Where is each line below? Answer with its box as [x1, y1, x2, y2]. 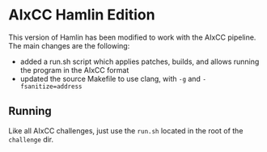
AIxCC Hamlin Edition [8, 6, 155, 24]
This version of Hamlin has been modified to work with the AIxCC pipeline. [8, 32, 256, 42]
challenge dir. [8, 134, 54, 144]
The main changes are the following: [8, 40, 130, 50]
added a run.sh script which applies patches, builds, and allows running [19, 57, 260, 66]
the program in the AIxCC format [19, 65, 129, 74]
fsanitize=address [19, 82, 83, 91]
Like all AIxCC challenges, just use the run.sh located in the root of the [8, 125, 244, 135]
